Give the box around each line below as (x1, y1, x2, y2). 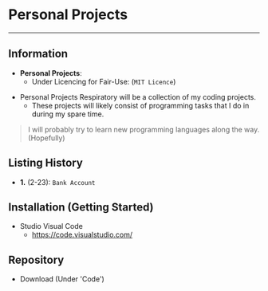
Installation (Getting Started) (8, 200, 154, 214)
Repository (8, 253, 65, 266)
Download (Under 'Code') (19, 274, 105, 284)
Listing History (8, 156, 84, 170)
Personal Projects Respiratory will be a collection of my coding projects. (19, 92, 257, 101)
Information (8, 47, 69, 61)
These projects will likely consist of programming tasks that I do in (31, 100, 250, 110)
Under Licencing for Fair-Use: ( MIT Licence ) (31, 77, 176, 86)
